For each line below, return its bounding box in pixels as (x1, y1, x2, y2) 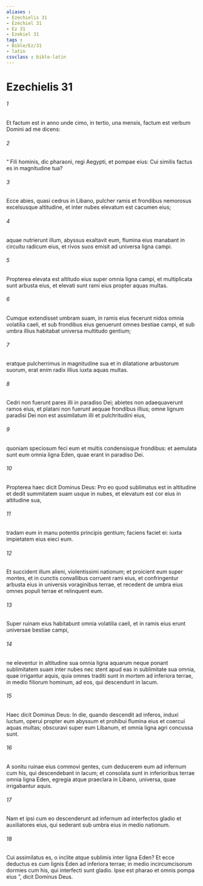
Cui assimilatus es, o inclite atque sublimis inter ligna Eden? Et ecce (6, 854, 175, 861)
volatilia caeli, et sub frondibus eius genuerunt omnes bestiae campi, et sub (6, 321, 195, 328)
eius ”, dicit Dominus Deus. (6, 873, 73, 881)
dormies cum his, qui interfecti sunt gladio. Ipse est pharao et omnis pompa (6, 867, 195, 874)
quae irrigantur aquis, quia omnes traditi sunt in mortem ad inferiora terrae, (6, 672, 193, 679)
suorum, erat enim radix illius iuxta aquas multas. (6, 366, 128, 374)
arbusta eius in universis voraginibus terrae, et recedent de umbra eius (6, 581, 183, 588)
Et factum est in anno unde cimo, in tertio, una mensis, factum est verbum (6, 119, 191, 127)
